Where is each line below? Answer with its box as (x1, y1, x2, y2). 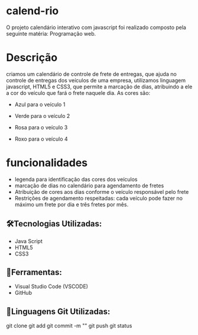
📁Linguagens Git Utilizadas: (6, 307, 111, 317)
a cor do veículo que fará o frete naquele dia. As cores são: (6, 89, 151, 96)
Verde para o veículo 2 (14, 112, 70, 119)
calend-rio (6, 4, 59, 18)
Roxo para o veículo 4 (14, 135, 68, 142)
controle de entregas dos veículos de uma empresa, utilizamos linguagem (6, 76, 186, 84)
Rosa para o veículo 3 (14, 123, 68, 131)
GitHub (14, 289, 33, 296)
